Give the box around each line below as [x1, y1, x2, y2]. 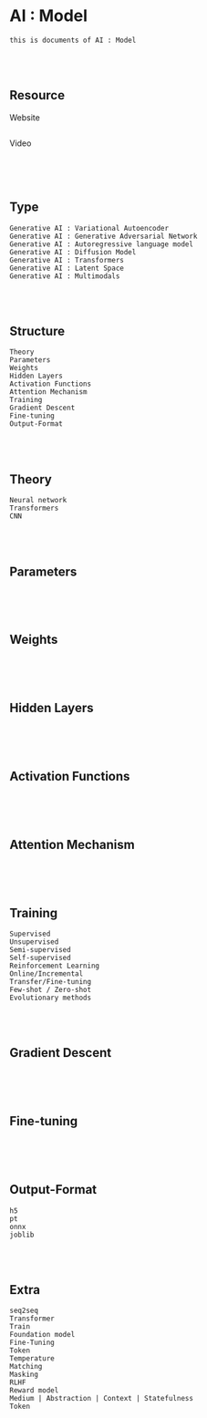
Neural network [9, 496, 67, 505]
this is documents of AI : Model [9, 36, 137, 45]
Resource [9, 88, 66, 103]
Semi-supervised [9, 946, 71, 955]
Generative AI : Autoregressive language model [9, 239, 194, 249]
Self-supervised [9, 954, 71, 963]
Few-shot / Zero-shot [9, 986, 92, 995]
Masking [9, 1370, 39, 1380]
